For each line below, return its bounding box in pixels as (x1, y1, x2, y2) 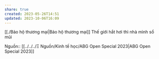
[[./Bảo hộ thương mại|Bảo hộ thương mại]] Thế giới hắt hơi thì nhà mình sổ (4, 29, 154, 35)
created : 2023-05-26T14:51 (4, 12, 59, 16)
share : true (4, 7, 29, 12)
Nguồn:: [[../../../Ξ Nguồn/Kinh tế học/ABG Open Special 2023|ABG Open (4, 44, 151, 49)
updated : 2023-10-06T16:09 (4, 16, 59, 21)
